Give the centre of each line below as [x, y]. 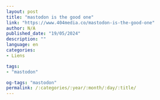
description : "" [26, 39]
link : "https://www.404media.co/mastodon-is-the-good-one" [81, 22]
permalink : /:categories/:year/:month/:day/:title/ [71, 88]
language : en [22, 45]
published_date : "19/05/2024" [44, 34]
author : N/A [21, 28]
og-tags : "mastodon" [32, 83]
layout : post [22, 12]
